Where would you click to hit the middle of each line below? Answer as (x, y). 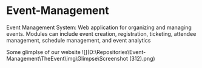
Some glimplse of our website (43, 52)
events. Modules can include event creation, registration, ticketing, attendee (101, 33)
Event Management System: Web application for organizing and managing (99, 27)
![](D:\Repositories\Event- (114, 52)
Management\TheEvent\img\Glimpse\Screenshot (67, 58)
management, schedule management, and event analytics (79, 40)
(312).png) (143, 58)
